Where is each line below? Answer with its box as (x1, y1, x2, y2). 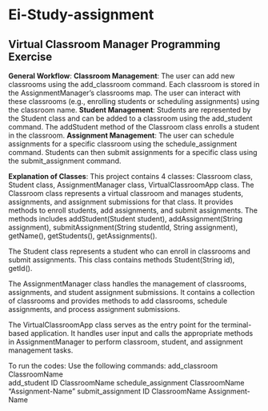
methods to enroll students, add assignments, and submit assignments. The (8, 205, 258, 215)
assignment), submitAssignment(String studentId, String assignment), (8, 222, 238, 232)
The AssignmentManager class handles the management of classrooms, (8, 279, 247, 289)
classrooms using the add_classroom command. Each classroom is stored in (8, 80, 260, 89)
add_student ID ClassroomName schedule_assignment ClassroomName (8, 378, 245, 387)
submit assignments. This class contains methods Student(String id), (8, 255, 235, 265)
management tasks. (8, 345, 74, 355)
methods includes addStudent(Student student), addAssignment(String (8, 214, 243, 223)
